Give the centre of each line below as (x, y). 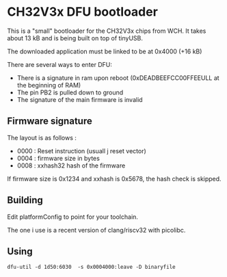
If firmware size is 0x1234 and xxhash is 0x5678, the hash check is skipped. (114, 179)
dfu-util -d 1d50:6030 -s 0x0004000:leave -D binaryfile (91, 267)
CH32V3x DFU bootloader (83, 12)
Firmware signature (50, 121)
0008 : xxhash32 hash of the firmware (71, 166)
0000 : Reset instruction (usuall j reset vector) (82, 150)
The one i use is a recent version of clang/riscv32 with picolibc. (96, 230)
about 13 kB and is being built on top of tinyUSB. (75, 38)
